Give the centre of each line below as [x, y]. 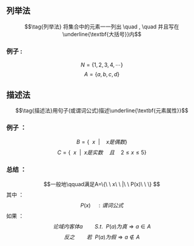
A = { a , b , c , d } [102, 74]
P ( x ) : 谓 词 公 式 [102, 205]
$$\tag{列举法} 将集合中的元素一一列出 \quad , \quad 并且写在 [102, 27]
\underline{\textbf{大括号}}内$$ [102, 34]
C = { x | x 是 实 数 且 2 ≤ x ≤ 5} [102, 152]
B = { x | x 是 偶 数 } [102, 142]
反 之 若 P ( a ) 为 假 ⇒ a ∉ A [102, 237]
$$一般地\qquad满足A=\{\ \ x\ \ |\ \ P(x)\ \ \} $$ [102, 184]
